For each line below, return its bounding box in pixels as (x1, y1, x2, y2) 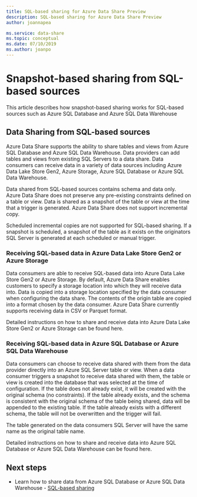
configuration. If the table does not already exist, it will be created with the (6, 385, 186, 392)
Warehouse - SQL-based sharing (14, 485, 95, 492)
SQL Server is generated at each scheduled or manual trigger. (6, 234, 156, 241)
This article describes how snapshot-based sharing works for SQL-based (6, 104, 184, 111)
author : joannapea (6, 19, 51, 25)
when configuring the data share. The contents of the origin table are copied (6, 295, 192, 302)
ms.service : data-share (6, 30, 65, 36)
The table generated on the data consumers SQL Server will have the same (6, 422, 188, 429)
